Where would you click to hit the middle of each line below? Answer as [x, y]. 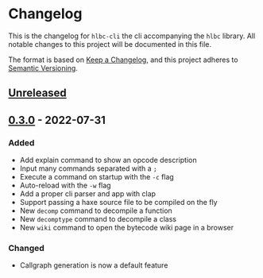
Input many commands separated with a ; [88, 168]
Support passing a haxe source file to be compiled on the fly [118, 203]
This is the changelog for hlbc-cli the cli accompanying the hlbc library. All [132, 36]
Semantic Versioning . [43, 68]
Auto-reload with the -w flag [65, 185]
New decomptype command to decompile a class [98, 219]
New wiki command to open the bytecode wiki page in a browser [127, 228]
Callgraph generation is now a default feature [94, 265]
